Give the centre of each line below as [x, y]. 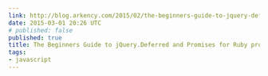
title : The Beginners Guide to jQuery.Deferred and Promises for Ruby [128, 45]
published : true [35, 38]
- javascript [30, 60]
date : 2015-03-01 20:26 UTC [55, 23]
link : [17, 15]
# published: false [41, 30]
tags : [17, 52]
